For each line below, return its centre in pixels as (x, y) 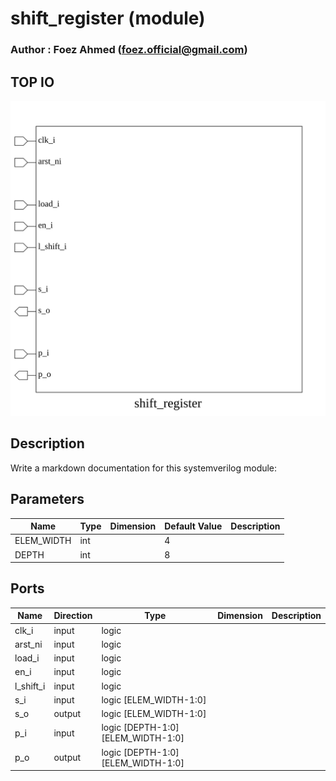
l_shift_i (30, 686)
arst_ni (28, 644)
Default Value (193, 526)
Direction (73, 616)
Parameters (47, 499)
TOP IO (32, 82)
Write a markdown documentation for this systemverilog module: (144, 468)
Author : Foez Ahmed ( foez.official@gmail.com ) (129, 50)
